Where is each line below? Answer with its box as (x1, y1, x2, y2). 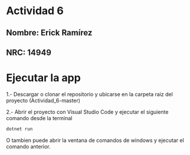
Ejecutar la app (6, 71, 81, 85)
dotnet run (6, 126, 33, 132)
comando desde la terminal (6, 114, 73, 121)
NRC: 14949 (6, 47, 52, 57)
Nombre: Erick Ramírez (6, 28, 93, 38)
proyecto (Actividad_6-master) (6, 97, 81, 104)
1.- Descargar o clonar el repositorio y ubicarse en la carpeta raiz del (6, 90, 173, 98)
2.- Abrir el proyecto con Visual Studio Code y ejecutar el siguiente (6, 108, 169, 116)
